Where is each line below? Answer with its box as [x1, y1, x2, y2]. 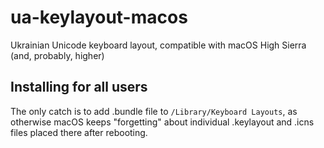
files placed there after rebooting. [10, 126, 148, 138]
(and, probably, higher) [10, 49, 105, 61]
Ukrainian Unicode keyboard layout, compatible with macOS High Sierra [10, 39, 307, 51]
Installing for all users [10, 79, 148, 96]
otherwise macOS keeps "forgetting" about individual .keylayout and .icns [10, 116, 315, 128]
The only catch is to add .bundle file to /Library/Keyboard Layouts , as [10, 105, 298, 117]
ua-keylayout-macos [10, 6, 188, 29]
